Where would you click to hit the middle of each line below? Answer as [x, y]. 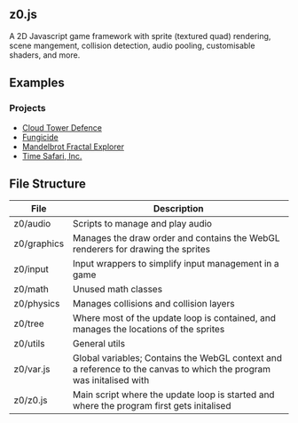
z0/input [31, 269]
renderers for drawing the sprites [141, 250]
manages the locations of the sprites [149, 330]
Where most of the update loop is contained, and [174, 318]
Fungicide [40, 137]
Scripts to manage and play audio [142, 224]
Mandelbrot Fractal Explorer [73, 147]
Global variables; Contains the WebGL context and [177, 358]
